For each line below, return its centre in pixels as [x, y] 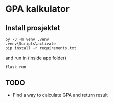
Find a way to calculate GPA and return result [60, 95]
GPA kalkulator [38, 9]
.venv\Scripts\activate [31, 44]
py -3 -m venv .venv [27, 39]
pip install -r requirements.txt [41, 48]
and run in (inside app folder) [36, 58]
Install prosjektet [33, 28]
